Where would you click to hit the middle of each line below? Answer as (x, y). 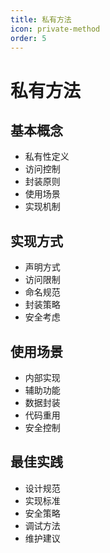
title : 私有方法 (41, 19)
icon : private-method (55, 29)
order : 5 (28, 38)
